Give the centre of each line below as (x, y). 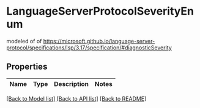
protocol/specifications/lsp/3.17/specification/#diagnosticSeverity (89, 48)
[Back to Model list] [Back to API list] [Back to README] (76, 98)
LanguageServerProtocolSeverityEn (100, 11)
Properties (27, 67)
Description (71, 84)
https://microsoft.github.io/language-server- (99, 41)
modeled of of (24, 41)
